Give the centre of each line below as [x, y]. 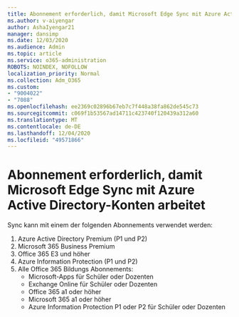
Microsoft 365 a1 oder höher [70, 299]
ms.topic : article [34, 54]
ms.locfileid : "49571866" [46, 140]
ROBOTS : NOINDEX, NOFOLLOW [47, 67]
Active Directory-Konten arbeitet [106, 206]
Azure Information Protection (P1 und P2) [78, 261]
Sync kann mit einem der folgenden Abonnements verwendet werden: [110, 225]
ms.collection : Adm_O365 [44, 80]
